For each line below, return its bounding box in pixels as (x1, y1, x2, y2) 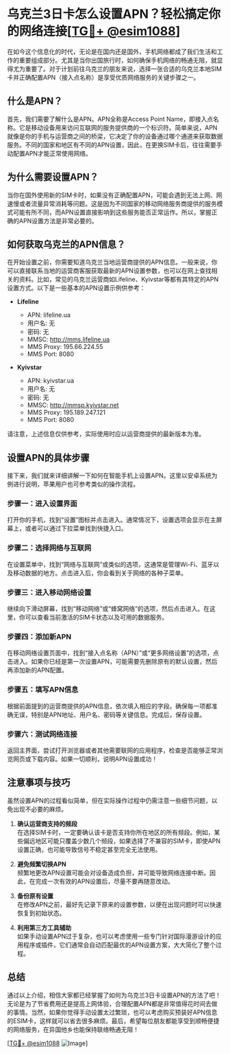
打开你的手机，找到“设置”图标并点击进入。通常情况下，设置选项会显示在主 (7, 516, 217, 524)
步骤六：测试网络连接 (7, 729, 77, 739)
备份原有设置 (16, 891, 53, 900)
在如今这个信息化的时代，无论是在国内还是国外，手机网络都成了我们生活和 (7, 47, 217, 56)
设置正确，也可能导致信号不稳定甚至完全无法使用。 (16, 845, 162, 853)
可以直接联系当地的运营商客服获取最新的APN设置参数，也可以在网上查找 (7, 267, 212, 275)
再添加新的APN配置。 (7, 666, 68, 674)
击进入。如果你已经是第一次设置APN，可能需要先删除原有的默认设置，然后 (7, 658, 218, 666)
